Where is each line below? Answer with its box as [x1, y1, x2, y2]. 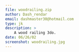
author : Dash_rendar [5, 12, 48, 17]
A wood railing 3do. [14, 30, 56, 35]
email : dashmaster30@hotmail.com [5, 16, 74, 21]
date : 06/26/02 [5, 35, 37, 40]
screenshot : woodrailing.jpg [5, 40, 65, 45]
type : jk [5, 21, 23, 26]
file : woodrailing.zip [5, 7, 52, 12]
